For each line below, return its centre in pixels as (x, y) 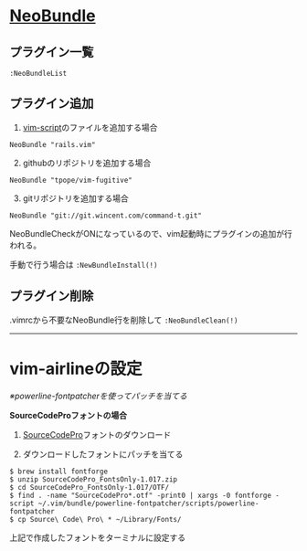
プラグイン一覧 (52, 52)
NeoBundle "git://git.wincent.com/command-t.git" (106, 216)
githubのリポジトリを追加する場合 (87, 163)
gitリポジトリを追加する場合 (76, 198)
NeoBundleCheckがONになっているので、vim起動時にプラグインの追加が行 (151, 233)
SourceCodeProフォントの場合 (69, 415)
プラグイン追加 (52, 104)
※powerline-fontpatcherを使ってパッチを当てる (98, 396)
